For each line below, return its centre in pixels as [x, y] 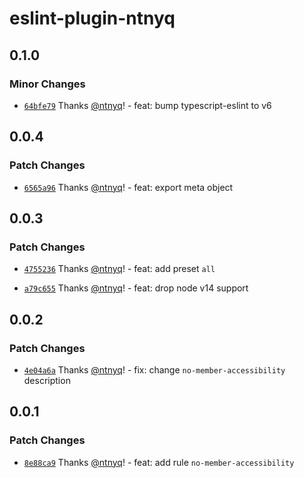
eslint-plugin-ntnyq [92, 18]
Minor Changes [47, 84]
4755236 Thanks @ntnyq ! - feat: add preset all [119, 269]
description [47, 380]
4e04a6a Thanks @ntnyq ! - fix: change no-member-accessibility [154, 369]
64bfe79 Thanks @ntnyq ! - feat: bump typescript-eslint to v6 [147, 105]
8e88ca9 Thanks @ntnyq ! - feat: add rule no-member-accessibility [159, 462]
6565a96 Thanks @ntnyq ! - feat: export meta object [128, 187]
